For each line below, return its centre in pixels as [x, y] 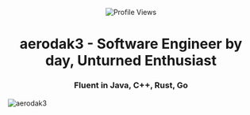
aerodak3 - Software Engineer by [131, 44]
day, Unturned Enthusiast [131, 61]
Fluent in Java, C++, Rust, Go [131, 85]
